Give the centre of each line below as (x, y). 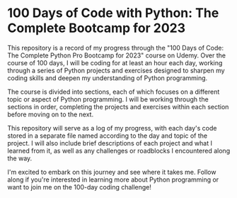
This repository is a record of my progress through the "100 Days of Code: (116, 48)
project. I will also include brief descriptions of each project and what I (110, 143)
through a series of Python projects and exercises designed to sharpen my (116, 70)
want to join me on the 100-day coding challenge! (80, 187)
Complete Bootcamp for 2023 (97, 28)
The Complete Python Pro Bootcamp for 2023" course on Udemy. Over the (117, 55)
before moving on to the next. (51, 114)
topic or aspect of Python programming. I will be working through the (108, 99)
